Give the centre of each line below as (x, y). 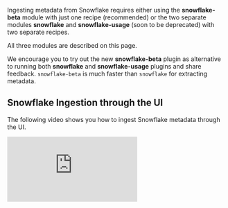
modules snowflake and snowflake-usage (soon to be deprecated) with (111, 25)
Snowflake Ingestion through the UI (85, 103)
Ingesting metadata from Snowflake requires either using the (94, 10)
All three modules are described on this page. (72, 45)
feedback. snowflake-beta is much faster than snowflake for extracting (107, 73)
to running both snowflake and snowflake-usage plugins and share (104, 66)
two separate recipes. (38, 32)
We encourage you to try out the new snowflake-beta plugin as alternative (114, 59)
